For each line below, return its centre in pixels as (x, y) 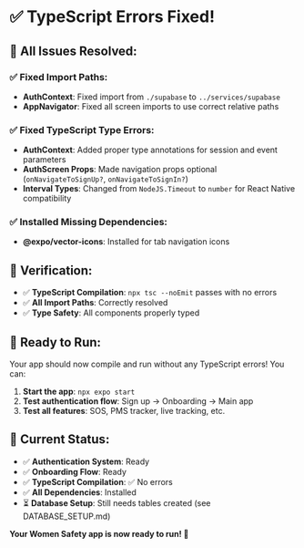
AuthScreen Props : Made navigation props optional (120, 170)
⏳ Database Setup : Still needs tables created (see (117, 502)
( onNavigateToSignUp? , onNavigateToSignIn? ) (106, 179)
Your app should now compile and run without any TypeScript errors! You (147, 364)
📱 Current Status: (60, 439)
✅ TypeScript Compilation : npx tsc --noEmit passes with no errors (150, 293)
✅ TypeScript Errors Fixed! (112, 17)
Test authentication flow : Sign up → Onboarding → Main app (138, 401)
